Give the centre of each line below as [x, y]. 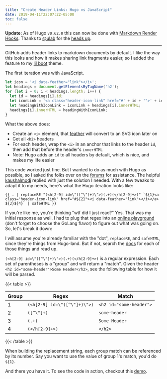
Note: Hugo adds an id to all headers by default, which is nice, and [81, 155]
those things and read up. [32, 249]
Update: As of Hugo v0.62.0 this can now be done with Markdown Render [81, 33]
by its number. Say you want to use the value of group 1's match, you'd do [81, 356]
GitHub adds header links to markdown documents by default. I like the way [83, 53]
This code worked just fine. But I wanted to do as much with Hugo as [76, 170]
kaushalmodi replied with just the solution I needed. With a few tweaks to [80, 180]
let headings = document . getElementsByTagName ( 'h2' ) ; [62, 87]
